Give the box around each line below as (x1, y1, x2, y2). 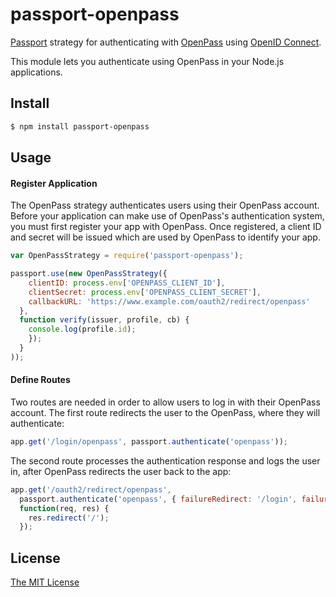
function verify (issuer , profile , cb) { (19, 315, 190, 325)
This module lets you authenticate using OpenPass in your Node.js (10, 55, 285, 67)
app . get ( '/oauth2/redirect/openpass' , (10, 484, 172, 495)
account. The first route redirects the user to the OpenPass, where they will (10, 407, 321, 419)
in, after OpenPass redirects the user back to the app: (10, 465, 232, 477)
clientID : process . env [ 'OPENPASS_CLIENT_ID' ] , (28, 278, 226, 288)
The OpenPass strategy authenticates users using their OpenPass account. (10, 199, 320, 212)
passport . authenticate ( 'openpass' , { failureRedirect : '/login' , (19, 494, 298, 504)
